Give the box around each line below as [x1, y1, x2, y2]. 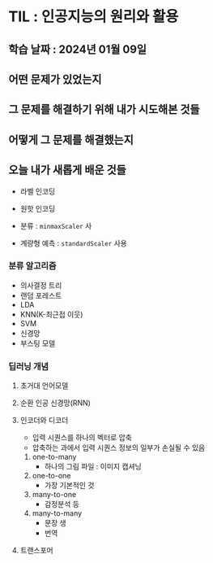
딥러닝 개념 [8, 360, 49, 372]
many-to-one [32, 490, 77, 500]
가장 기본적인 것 [44, 481, 95, 491]
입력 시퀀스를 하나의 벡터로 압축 [32, 433, 132, 443]
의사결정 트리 [19, 280, 62, 290]
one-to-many [32, 452, 77, 462]
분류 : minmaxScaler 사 [19, 220, 92, 230]
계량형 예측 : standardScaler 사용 [19, 238, 127, 248]
